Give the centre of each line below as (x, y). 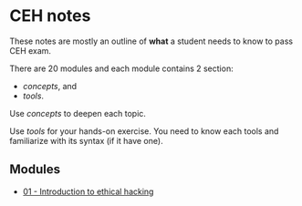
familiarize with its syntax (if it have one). (86, 140)
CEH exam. (31, 50)
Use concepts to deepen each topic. (78, 113)
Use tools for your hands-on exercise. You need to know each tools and (144, 131)
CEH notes (50, 16)
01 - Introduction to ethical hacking (88, 191)
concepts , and (50, 86)
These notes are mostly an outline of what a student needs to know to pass (151, 41)
